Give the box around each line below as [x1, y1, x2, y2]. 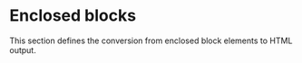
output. [9, 44, 36, 55]
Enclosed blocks [9, 5, 137, 26]
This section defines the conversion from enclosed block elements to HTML [9, 35, 293, 46]
